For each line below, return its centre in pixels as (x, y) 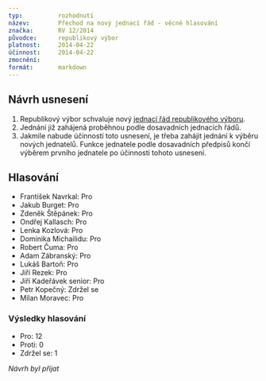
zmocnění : (25, 60)
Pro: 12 (31, 336)
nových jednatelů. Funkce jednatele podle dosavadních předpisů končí (135, 144)
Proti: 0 (31, 344)
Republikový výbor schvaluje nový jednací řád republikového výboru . (133, 119)
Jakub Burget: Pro (49, 205)
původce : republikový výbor (64, 38)
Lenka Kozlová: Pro (51, 231)
